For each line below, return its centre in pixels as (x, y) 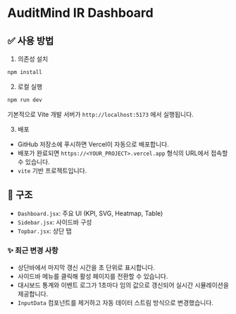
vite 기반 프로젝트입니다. (52, 170)
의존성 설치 (33, 59)
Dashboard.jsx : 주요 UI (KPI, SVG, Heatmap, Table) (90, 213)
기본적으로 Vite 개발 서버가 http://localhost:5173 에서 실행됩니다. (100, 114)
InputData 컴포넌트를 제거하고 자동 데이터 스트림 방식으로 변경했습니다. (115, 302)
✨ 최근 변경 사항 (33, 251)
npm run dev (25, 100)
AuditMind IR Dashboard (80, 13)
